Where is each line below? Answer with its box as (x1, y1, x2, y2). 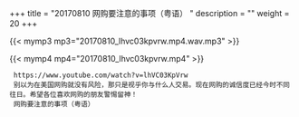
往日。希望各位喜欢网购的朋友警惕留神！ (9, 90, 138, 99)
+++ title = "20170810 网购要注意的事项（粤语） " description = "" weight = (9, 8, 290, 18)
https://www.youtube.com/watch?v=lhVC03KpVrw (13, 71, 188, 80)
